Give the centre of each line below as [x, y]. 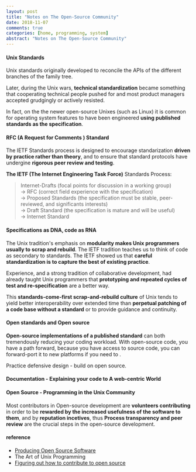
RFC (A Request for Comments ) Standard [58, 137]
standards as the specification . [45, 124]
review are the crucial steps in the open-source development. [81, 424]
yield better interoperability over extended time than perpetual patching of [96, 303]
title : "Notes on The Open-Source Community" [62, 17]
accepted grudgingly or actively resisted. [56, 101]
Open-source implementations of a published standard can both [86, 335]
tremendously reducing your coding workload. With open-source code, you [97, 342]
